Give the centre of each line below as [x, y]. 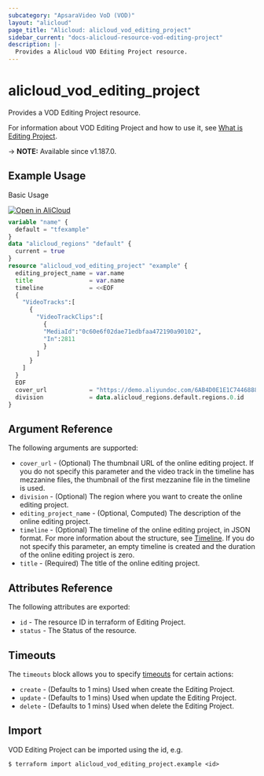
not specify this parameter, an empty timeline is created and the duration [137, 547]
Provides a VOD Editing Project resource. [75, 112]
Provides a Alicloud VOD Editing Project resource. [102, 52]
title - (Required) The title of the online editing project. [110, 563]
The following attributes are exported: [69, 607]
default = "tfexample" [52, 229]
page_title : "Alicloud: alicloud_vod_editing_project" [100, 30]
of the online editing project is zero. [77, 555]
